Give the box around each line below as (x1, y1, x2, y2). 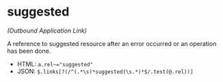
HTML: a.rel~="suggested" (16, 60, 94, 68)
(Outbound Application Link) (7, 26, 87, 35)
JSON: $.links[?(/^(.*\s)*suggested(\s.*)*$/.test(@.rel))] (16, 67, 194, 75)
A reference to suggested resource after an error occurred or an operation (7, 39, 217, 47)
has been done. (7, 47, 51, 55)
